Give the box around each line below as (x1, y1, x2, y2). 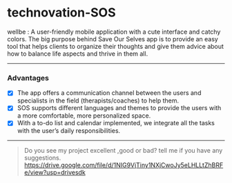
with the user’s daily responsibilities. (17, 127, 121, 135)
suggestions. (23, 153, 61, 162)
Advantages (7, 73, 50, 83)
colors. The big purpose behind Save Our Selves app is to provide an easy (7, 34, 219, 43)
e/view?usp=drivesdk (23, 169, 86, 177)
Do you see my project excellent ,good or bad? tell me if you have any (23, 147, 223, 155)
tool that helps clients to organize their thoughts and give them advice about (7, 42, 224, 50)
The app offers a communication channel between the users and (17, 89, 202, 97)
